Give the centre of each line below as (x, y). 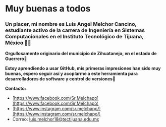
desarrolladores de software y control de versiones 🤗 (60, 79)
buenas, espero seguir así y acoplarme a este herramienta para (71, 74)
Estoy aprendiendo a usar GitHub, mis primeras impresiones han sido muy (83, 68)
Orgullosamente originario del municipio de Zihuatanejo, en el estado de (81, 54)
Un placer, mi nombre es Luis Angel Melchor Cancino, (71, 24)
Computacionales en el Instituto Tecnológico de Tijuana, (74, 37)
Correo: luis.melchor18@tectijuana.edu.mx (55, 119)
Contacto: (16, 89)
